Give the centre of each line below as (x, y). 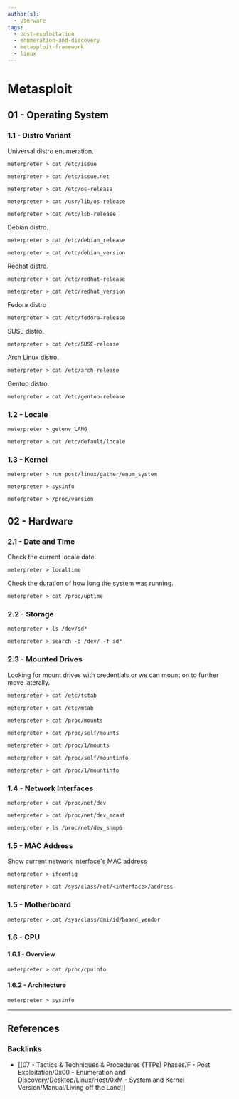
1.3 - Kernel (28, 459)
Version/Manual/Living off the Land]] (71, 1087)
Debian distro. (28, 227)
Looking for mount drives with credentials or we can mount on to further (113, 675)
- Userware (30, 21)
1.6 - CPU (24, 937)
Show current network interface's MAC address (77, 861)
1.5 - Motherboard (39, 904)
